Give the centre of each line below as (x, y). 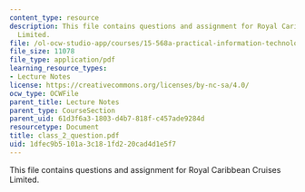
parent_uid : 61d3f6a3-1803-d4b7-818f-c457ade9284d (107, 119)
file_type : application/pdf (63, 60)
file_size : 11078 (42, 52)
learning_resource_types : (58, 69)
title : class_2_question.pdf (64, 136)
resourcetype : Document (54, 128)
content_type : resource (54, 18)
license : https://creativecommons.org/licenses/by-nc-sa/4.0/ (129, 85)
